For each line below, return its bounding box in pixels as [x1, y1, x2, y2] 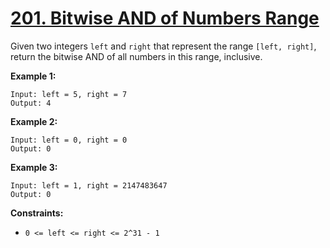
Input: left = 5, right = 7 [10, 89, 128, 99]
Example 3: [10, 161, 58, 173]
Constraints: [10, 207, 64, 219]
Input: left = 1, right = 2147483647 [10, 180, 168, 191]
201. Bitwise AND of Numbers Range [10, 7, 320, 30]
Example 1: [10, 70, 57, 82]
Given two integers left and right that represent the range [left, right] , [10, 40, 317, 52]
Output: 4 [10, 98, 52, 108]
